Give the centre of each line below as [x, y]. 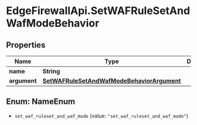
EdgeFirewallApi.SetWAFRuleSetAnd [98, 11]
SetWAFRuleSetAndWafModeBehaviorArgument [112, 81]
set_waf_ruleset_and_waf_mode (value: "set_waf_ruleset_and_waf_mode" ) [101, 116]
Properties [26, 45]
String [51, 71]
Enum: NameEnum [40, 102]
